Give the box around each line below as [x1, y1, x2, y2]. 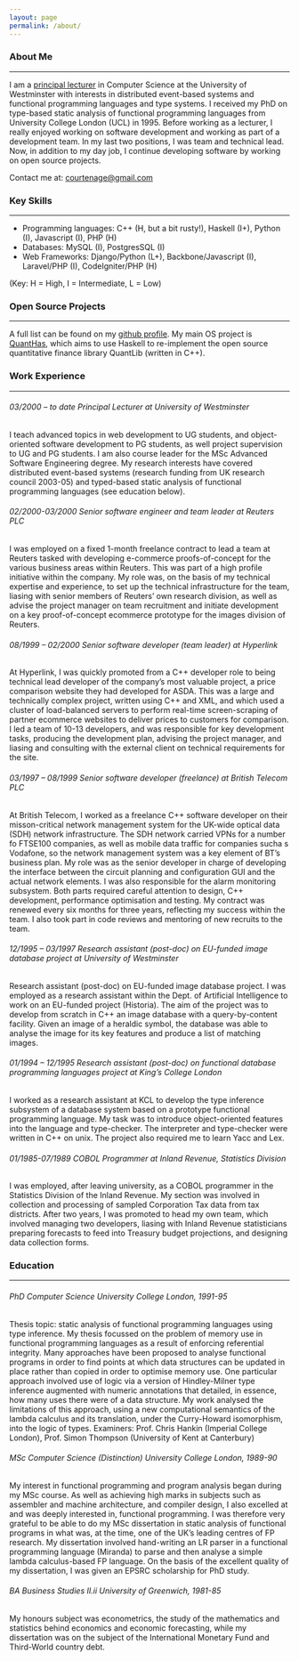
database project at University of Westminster [9, 953, 180, 964]
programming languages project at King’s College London [9, 1067, 222, 1078]
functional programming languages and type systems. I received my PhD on [9, 98, 287, 109]
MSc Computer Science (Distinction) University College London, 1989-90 [9, 1453, 278, 1463]
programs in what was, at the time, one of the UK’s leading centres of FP [9, 1527, 275, 1538]
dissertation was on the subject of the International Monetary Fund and [9, 1633, 270, 1643]
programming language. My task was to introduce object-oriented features [9, 1114, 283, 1124]
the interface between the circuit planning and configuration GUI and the [9, 866, 276, 877]
